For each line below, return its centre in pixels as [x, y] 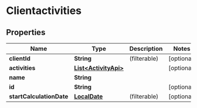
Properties [26, 32]
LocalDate [89, 96]
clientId [20, 58]
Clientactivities [44, 11]
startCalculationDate [39, 96]
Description [146, 49]
